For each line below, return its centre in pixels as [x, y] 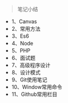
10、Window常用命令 [37, 87]
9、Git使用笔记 [29, 80]
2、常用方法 [26, 29]
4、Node [22, 43]
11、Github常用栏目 [34, 94]
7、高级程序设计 [31, 65]
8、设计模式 [26, 72]
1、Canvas [24, 22]
